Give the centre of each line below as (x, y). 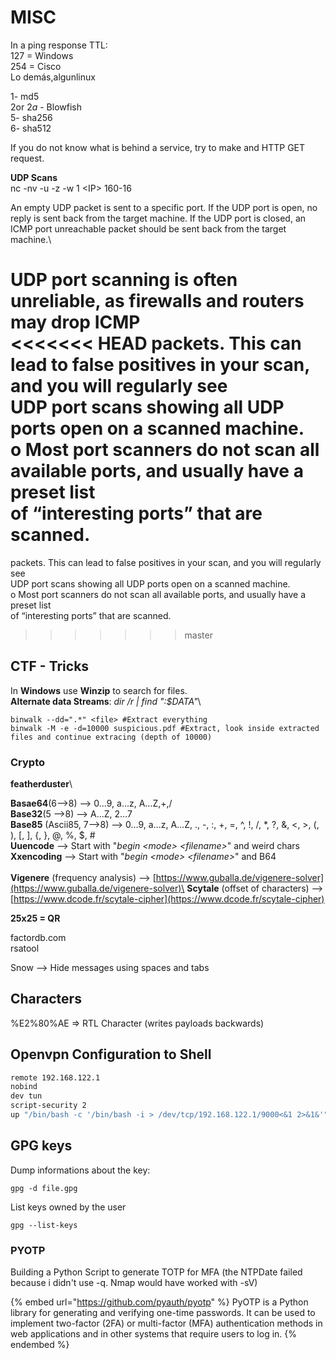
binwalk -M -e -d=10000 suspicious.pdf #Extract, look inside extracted (165, 728)
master (198, 635)
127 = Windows (42, 55)
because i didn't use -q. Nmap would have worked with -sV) (134, 1283)
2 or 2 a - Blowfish (46, 107)
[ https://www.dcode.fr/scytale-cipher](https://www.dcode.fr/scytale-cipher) (167, 898)
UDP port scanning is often (124, 280)
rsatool (25, 948)
